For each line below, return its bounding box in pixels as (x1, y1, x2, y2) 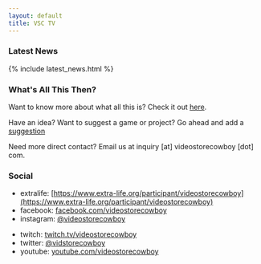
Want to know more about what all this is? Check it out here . (8, 102, 207, 112)
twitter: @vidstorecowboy (19, 238, 106, 248)
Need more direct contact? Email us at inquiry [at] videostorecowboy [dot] (8, 142, 255, 152)
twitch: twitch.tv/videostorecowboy (19, 229, 137, 239)
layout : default (8, 11, 63, 20)
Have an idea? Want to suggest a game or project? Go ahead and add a (8, 118, 244, 128)
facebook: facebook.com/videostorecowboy (19, 205, 167, 215)
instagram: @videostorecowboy (19, 214, 126, 224)
